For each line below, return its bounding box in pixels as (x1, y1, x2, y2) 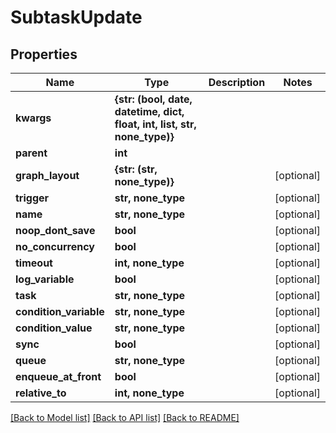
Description (208, 76, 266, 89)
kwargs (15, 111, 52, 125)
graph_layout (15, 169, 80, 182)
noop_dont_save (15, 224, 96, 237)
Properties (10, 46, 78, 63)
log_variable (15, 272, 75, 286)
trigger (15, 191, 50, 205)
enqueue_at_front (15, 370, 102, 383)
